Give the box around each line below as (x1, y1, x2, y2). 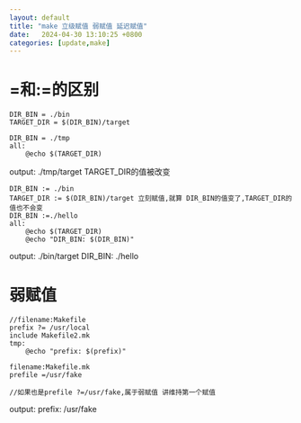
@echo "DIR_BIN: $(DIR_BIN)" (25, 235, 135, 244)
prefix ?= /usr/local (9, 323, 91, 333)
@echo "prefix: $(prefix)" (25, 347, 127, 356)
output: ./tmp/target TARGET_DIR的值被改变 (9, 166, 171, 177)
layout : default (9, 13, 70, 22)
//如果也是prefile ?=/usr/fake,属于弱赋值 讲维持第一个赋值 (9, 388, 216, 397)
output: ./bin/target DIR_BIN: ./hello (9, 251, 139, 262)
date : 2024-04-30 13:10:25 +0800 (9, 30, 143, 39)
